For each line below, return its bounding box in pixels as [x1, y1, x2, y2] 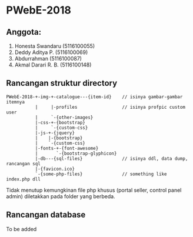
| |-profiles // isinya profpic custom [35, 104, 185, 110]
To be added [6, 225, 37, 232]
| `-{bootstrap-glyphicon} [35, 151, 117, 156]
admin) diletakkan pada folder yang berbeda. [6, 192, 116, 200]
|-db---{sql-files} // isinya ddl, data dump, [35, 155, 188, 162]
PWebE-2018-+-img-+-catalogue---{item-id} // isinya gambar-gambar [6, 94, 183, 100]
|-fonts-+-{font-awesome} [35, 145, 99, 151]
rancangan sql [6, 161, 41, 166]
